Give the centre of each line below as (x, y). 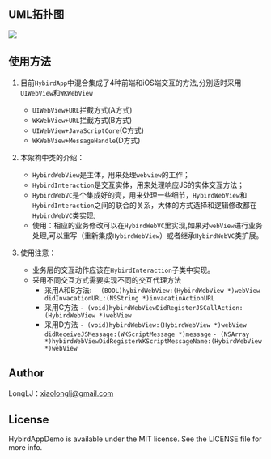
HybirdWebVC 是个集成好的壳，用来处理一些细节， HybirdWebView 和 (140, 195)
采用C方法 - (64, 307)
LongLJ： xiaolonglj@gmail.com (61, 393)
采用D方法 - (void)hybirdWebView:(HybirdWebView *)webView (145, 324)
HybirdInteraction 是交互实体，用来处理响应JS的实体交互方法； (138, 185)
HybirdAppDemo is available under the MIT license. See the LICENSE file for (135, 439)
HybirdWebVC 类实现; (64, 215)
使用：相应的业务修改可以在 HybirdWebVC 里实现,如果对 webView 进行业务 (147, 225)
